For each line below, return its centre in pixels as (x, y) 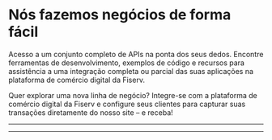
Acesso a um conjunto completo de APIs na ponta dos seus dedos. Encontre (136, 54)
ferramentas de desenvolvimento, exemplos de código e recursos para (127, 63)
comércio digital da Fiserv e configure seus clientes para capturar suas (127, 104)
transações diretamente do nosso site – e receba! (91, 112)
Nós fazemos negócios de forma (120, 15)
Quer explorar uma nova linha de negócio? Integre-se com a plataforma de (133, 95)
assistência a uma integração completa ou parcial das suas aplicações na (131, 71)
